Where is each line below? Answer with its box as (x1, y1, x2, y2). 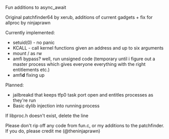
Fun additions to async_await (5, 5, 66, 10)
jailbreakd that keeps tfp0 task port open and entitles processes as (12, 92, 154, 98)
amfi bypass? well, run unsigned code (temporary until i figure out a (12, 56, 156, 62)
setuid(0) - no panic (12, 39, 55, 45)
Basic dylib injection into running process (12, 103, 100, 109)
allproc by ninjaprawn (5, 20, 51, 26)
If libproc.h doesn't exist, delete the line (5, 112, 88, 119)
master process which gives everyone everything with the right (12, 61, 146, 67)
